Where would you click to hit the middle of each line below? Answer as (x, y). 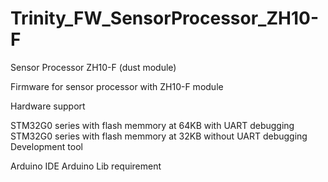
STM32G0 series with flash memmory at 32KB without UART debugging (159, 136)
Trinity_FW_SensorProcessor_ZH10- (164, 18)
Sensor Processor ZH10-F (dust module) (93, 67)
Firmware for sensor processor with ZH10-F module (117, 86)
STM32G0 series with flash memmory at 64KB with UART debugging (152, 125)
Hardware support (48, 106)
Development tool (46, 146)
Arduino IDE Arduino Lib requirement (86, 166)
